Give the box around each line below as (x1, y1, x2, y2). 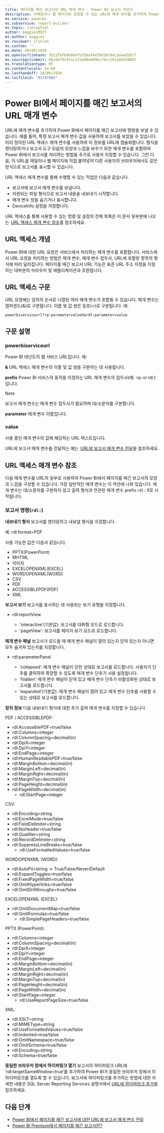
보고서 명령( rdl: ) (5, 507, 43, 513)
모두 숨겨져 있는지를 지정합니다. (5, 644, 65, 650)
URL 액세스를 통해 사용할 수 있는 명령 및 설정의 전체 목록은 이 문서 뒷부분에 (5, 213, 147, 219)
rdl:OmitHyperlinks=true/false (12, 881, 72, 887)
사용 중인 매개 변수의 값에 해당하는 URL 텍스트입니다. (5, 435, 106, 441)
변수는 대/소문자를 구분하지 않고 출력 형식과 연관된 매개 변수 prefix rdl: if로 (10, 487, 154, 493)
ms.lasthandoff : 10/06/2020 (5, 71, 62, 76)
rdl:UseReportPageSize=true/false (19, 997, 89, 1003)
